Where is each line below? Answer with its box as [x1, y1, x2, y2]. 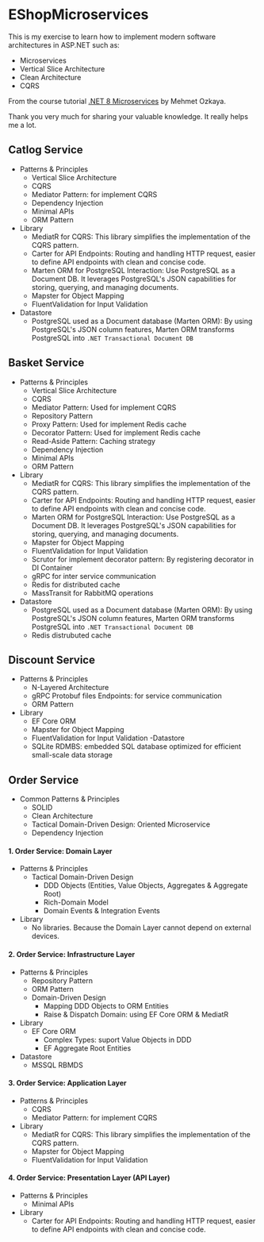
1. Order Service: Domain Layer [8, 846, 113, 855]
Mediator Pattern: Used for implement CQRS [31, 403, 177, 412]
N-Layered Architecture [31, 683, 109, 692]
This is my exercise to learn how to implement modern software [8, 32, 216, 41]
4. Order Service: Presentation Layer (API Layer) [8, 1173, 170, 1182]
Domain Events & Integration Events [43, 906, 160, 916]
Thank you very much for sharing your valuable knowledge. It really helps [8, 111, 248, 121]
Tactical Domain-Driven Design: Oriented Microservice [31, 820, 211, 829]
